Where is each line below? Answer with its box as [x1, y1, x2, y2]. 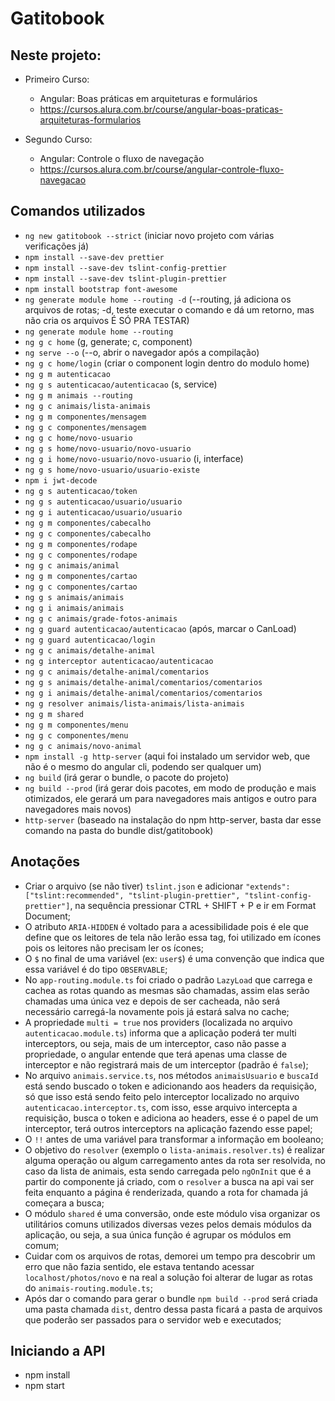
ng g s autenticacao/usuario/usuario [24, 497, 183, 507]
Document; [24, 910, 72, 922]
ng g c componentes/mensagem [24, 422, 147, 432]
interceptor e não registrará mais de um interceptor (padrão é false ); [24, 1058, 309, 1071]
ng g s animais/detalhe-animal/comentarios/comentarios [24, 677, 263, 687]
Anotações [10, 853, 81, 871]
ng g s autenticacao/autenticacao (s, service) [24, 378, 218, 390]
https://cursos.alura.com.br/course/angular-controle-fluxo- [39, 163, 285, 175]
